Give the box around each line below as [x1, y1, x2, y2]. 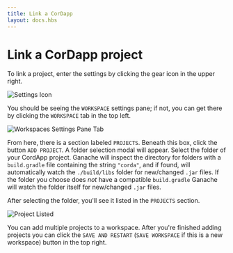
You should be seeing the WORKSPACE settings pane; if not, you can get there [7, 104, 223, 112]
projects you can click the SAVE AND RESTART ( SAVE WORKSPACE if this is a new [7, 231, 223, 239]
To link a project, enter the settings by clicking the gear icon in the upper [7, 70, 216, 78]
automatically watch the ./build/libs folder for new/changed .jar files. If [7, 168, 219, 176]
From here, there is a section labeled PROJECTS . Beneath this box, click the [7, 139, 218, 147]
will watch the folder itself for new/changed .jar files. [7, 183, 161, 192]
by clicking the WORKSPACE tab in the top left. [7, 112, 131, 120]
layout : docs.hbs [7, 17, 58, 24]
